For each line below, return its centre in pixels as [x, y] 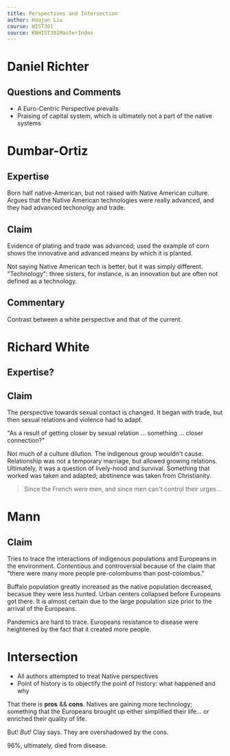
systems [29, 123]
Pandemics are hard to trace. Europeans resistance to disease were [103, 622]
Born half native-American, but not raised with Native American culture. [108, 193]
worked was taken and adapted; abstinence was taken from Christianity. [109, 476]
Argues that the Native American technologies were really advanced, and [111, 200]
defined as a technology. [42, 281]
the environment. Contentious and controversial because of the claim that [111, 566]
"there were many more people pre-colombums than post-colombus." [106, 574]
